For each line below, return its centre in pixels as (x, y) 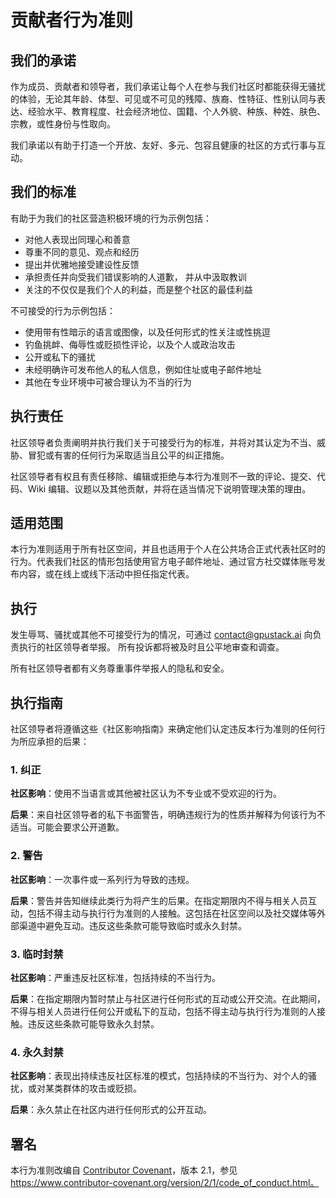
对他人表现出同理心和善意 (77, 239)
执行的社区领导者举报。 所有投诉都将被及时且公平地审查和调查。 (151, 647)
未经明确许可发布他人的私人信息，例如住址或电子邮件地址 (143, 369)
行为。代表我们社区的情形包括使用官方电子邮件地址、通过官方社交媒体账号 (163, 562)
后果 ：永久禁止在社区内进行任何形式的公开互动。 (111, 1110)
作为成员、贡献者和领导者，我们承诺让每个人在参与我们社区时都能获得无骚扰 (168, 86)
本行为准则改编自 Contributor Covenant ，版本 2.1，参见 (124, 1170)
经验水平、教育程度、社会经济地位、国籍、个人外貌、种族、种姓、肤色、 (176, 111)
